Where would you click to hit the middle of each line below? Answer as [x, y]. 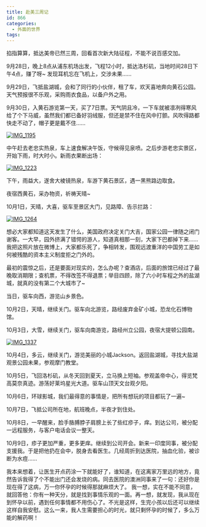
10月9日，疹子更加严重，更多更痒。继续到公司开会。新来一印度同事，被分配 [102, 443]
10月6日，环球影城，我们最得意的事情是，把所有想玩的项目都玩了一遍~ [96, 396]
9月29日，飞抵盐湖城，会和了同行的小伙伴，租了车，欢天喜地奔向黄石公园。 [103, 87]
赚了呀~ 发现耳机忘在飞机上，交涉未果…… [79, 74]
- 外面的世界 [26, 29]
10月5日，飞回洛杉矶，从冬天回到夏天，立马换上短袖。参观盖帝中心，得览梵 [102, 376]
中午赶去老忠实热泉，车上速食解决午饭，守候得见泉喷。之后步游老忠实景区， [103, 148]
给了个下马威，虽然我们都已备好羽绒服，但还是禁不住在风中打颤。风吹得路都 [103, 115]
